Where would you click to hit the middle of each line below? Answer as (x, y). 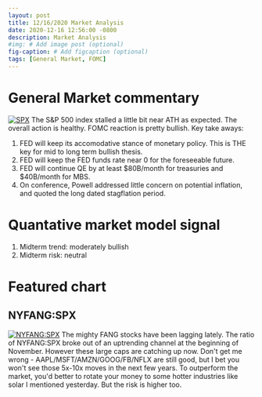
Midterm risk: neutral (53, 255)
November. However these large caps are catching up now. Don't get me (125, 351)
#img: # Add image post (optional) (66, 45)
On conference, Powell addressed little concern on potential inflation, (131, 184)
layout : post (29, 15)
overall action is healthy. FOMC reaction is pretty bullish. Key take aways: (126, 128)
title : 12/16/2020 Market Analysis (66, 23)
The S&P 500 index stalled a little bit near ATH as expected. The (134, 119)
